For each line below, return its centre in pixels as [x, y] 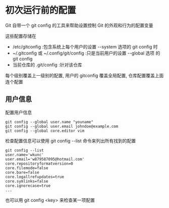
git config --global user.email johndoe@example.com [62, 126]
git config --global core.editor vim [45, 131]
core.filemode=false [27, 168]
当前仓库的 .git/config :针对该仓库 [47, 65]
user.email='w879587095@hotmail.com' [45, 159]
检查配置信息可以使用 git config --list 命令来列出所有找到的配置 [71, 141]
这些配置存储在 [21, 36]
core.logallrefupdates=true [35, 177]
